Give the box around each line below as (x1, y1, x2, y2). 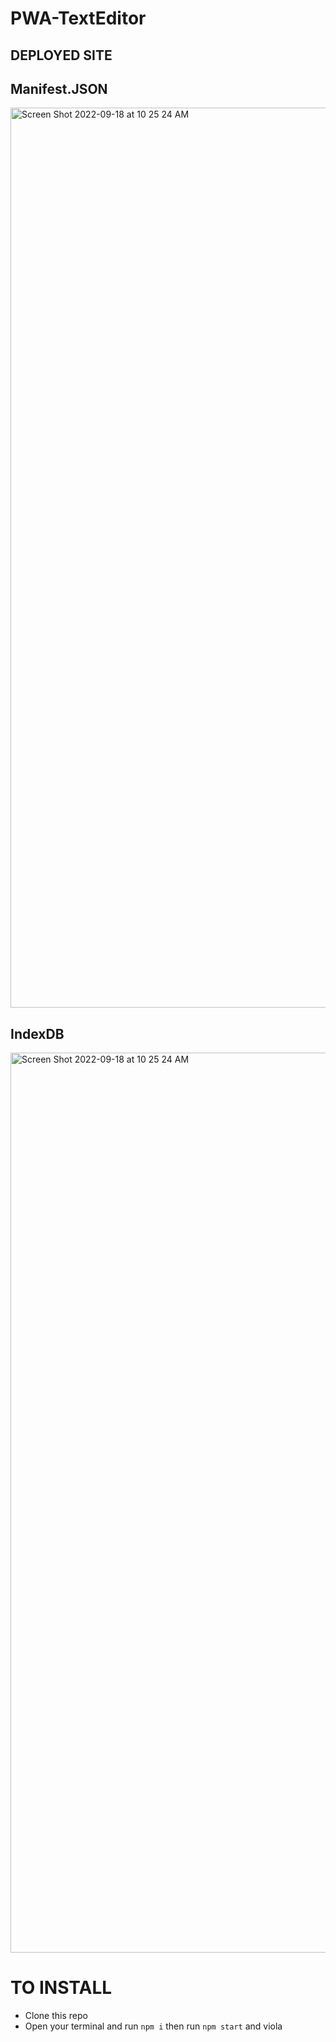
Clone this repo (24, 2010, 88, 2022)
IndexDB (10, 1025, 65, 1042)
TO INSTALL (10, 1977, 113, 1999)
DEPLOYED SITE (10, 47, 113, 64)
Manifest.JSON (10, 80, 108, 97)
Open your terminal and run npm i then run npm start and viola (24, 2020, 283, 2032)
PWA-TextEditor (10, 7, 147, 30)
